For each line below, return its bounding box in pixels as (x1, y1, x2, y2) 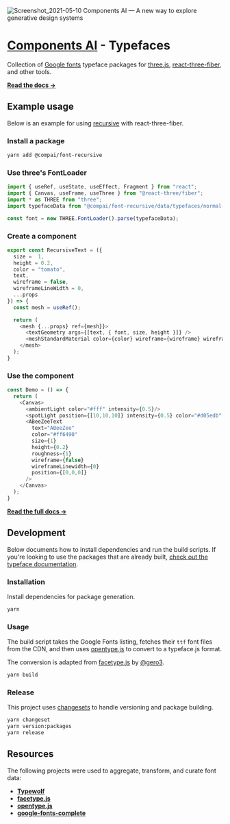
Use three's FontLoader (7, 168, 87, 178)
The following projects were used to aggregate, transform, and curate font (7, 766, 217, 775)
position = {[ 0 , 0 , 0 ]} (31, 470, 88, 476)
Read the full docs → (7, 507, 67, 516)
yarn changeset (7, 716, 51, 723)
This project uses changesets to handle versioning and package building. (7, 703, 214, 712)
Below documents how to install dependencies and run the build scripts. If (7, 545, 216, 553)
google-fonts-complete (16, 809, 86, 817)
